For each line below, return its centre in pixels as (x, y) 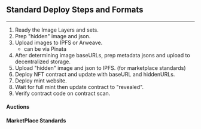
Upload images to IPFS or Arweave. (59, 42)
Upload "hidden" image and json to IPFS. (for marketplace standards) (100, 67)
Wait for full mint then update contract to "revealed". (79, 87)
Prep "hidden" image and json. (53, 36)
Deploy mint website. (41, 81)
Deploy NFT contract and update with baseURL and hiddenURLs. (95, 74)
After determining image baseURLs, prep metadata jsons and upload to (102, 55)
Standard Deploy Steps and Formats (75, 10)
